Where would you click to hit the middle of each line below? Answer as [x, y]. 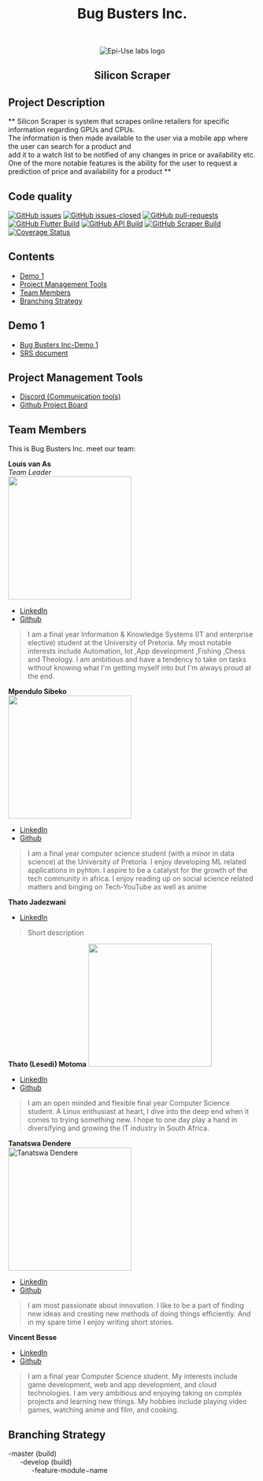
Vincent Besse [33, 1338]
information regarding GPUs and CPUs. [72, 130]
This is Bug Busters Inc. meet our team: [72, 449]
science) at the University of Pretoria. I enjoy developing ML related [137, 862]
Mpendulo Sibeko [37, 692]
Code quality [40, 197]
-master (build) [33, 1453]
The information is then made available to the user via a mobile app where [128, 138]
